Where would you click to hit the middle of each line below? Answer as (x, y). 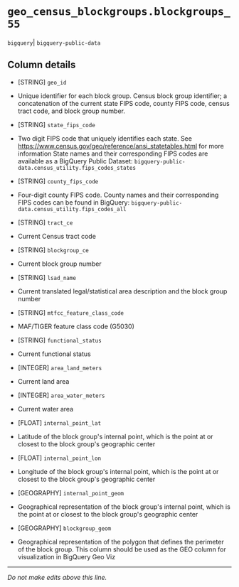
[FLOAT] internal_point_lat (59, 422)
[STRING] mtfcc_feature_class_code (71, 312)
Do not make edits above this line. (57, 577)
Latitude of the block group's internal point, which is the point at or (115, 436)
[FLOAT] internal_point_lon (59, 458)
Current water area (45, 409)
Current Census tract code (57, 236)
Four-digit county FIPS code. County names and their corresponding (118, 195)
